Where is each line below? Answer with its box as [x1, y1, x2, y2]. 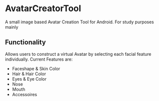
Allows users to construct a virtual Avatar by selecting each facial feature [5, 51, 152, 57]
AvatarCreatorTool [5, 3, 81, 14]
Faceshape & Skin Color [12, 66, 60, 71]
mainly [5, 24, 18, 30]
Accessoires [12, 91, 37, 97]
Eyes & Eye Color [12, 76, 47, 82]
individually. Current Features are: [5, 56, 73, 62]
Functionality [5, 38, 46, 47]
